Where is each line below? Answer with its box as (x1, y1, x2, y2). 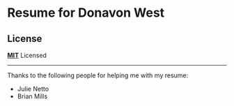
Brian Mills (17, 92, 48, 100)
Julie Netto (17, 85, 49, 93)
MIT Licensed (7, 51, 47, 59)
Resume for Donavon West (7, 5, 165, 21)
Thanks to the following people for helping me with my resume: (7, 71, 189, 79)
